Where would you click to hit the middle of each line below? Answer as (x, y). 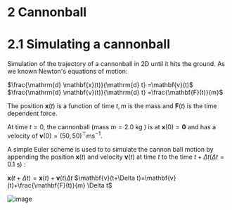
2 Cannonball (47, 12)
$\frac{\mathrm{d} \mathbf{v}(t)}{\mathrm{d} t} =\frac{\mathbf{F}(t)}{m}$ (115, 93)
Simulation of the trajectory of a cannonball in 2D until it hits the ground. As (116, 64)
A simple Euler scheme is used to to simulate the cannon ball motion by (110, 149)
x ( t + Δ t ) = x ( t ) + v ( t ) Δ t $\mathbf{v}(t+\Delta (71, 178)
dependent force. (32, 114)
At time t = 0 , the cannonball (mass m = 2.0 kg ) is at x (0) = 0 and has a (112, 127)
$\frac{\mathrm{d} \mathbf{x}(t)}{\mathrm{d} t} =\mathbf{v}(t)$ (100, 85)
